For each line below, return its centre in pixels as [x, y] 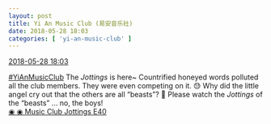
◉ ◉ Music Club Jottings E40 [57, 112]
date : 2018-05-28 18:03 [49, 31]
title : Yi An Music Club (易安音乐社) [71, 24]
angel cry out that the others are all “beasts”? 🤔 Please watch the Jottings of [135, 95]
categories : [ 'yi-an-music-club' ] [70, 38]
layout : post [30, 16]
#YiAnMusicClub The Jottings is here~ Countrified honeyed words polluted [133, 77]
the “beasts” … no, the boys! [56, 103]
